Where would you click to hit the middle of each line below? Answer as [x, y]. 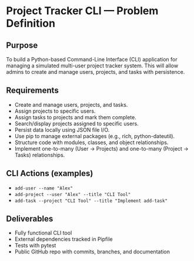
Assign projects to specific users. [55, 111]
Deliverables [30, 219]
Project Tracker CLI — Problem [82, 11]
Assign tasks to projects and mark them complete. [75, 117]
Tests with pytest [35, 246]
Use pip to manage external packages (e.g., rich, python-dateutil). [95, 136]
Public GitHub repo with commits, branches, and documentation [92, 252]
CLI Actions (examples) [50, 173]
